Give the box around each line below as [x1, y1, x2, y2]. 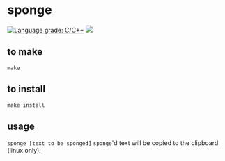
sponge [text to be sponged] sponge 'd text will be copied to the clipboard [7, 139, 219, 147]
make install [7, 101, 45, 109]
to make [7, 46, 43, 58]
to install [7, 83, 46, 95]
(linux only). [7, 146, 42, 155]
